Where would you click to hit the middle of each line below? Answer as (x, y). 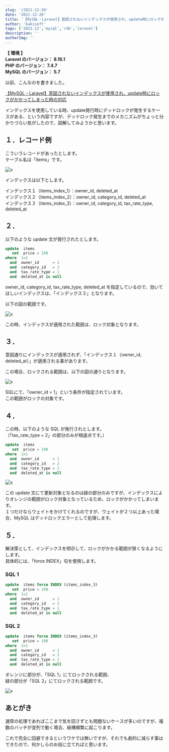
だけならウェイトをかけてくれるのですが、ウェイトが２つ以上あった (84, 512)
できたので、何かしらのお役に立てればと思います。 (58, 744)
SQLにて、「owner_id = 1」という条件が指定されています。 (65, 392)
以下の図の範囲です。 (27, 304)
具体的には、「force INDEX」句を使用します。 (52, 561)
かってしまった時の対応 (43, 99)
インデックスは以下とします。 (36, 180)
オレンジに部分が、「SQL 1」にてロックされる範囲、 (58, 674)
